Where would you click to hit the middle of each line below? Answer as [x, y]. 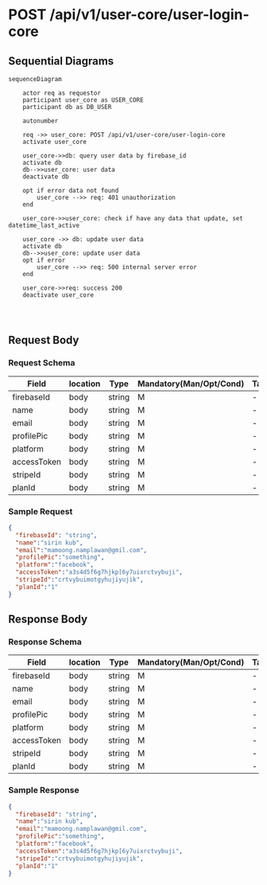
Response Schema [45, 642]
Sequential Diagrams [61, 61]
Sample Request [41, 511]
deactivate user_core [58, 295]
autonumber [41, 121]
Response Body [48, 620]
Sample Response [44, 790]
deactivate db [46, 177]
